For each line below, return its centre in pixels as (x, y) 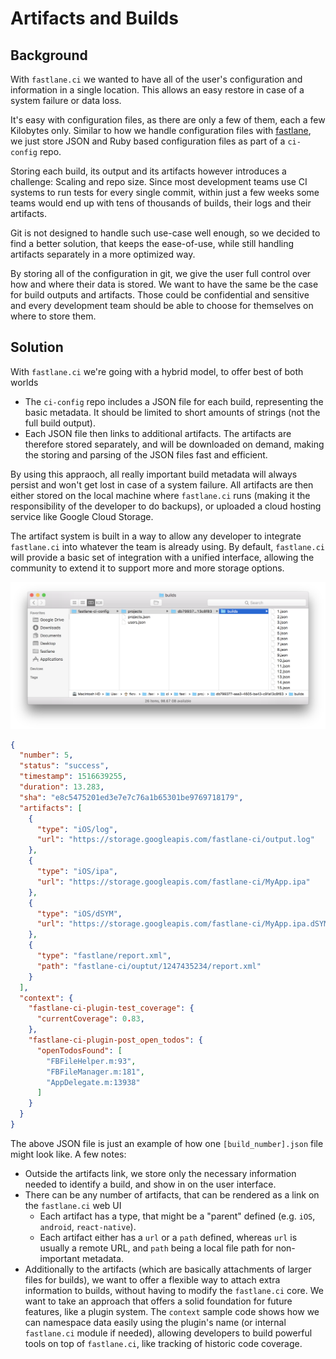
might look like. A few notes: (68, 1154)
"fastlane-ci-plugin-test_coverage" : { (111, 1008)
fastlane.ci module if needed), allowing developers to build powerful (168, 1333)
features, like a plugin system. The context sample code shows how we (172, 1311)
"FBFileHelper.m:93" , (91, 1061)
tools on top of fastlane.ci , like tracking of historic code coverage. (163, 1343)
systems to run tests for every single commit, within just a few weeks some (165, 192)
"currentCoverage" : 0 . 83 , (90, 1019)
